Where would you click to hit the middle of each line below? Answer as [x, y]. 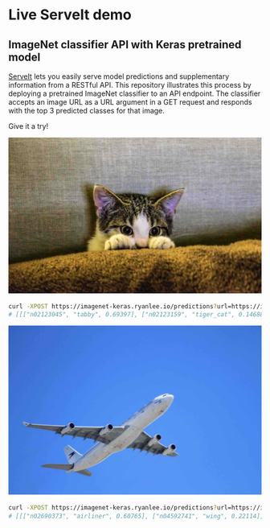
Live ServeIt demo [70, 15]
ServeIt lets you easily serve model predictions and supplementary [119, 76]
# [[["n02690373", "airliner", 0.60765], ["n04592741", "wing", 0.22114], [136, 516]
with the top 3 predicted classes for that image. [86, 111]
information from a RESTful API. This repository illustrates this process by [130, 85]
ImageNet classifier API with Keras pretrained [125, 45]
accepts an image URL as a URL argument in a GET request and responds [130, 102]
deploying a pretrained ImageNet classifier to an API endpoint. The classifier [135, 93]
